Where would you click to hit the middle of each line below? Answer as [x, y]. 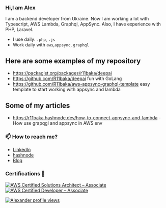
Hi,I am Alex [20, 8]
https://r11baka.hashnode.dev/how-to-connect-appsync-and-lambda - [87, 118]
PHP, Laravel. [19, 30]
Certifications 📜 [25, 174]
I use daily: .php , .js [34, 39]
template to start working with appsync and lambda [66, 89]
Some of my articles [38, 105]
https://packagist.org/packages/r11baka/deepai [62, 73]
